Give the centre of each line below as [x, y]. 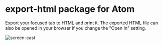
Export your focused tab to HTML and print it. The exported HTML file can [82, 23]
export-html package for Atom [70, 9]
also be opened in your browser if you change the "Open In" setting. [76, 28]
